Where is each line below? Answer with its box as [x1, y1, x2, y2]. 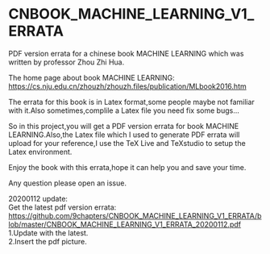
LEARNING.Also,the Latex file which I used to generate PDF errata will [8, 130, 240, 139]
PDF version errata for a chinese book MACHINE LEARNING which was [8, 48, 244, 58]
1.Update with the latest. [8, 227, 89, 238]
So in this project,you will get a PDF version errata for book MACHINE [8, 121, 239, 131]
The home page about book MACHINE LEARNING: [8, 73, 175, 82]
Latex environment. [8, 147, 73, 156]
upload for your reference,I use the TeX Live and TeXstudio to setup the [8, 138, 246, 148]
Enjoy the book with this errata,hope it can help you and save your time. [8, 162, 247, 172]
